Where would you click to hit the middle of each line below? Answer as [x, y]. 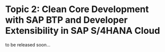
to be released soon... [28, 44]
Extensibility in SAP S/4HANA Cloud [83, 31]
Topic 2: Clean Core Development [77, 9]
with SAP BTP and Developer [66, 20]
